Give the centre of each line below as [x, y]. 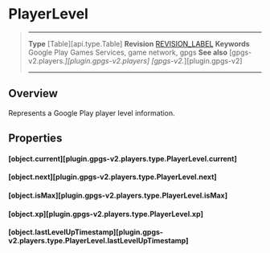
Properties [35, 139]
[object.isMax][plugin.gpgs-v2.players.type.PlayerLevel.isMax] [118, 195]
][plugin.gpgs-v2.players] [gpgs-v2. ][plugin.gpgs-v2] [153, 60]
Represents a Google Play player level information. [92, 112]
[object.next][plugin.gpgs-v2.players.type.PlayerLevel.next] [112, 177]
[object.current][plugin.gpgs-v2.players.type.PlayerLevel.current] [123, 158]
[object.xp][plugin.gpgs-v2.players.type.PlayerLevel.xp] [106, 214]
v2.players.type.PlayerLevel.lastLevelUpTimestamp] [98, 241]
